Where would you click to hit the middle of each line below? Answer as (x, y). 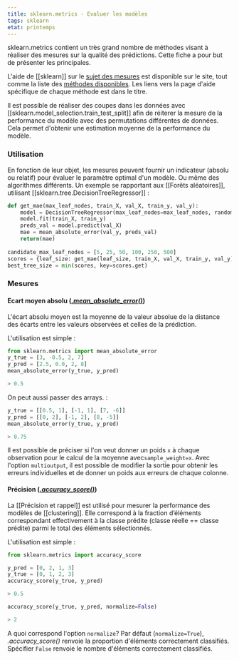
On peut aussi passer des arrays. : (58, 397)
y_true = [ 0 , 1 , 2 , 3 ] (41, 574)
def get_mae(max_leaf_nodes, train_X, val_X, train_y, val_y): (103, 205)
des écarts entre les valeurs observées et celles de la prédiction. (102, 324)
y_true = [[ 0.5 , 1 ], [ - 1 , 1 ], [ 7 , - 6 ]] (67, 410)
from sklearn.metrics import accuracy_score (74, 555)
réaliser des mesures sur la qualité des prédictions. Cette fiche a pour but (115, 55)
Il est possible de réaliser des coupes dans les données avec (97, 106)
